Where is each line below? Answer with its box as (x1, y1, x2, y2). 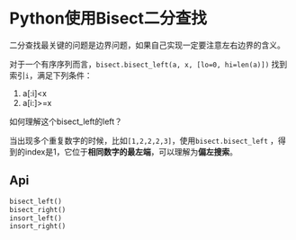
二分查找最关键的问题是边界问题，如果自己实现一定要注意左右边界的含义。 (9, 40, 285, 50)
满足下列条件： (37, 69, 93, 81)
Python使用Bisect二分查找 (9, 8, 208, 29)
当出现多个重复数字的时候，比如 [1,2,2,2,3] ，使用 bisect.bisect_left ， (9, 135, 279, 146)
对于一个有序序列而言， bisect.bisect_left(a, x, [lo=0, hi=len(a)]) (9, 58, 270, 69)
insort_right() (9, 222, 67, 231)
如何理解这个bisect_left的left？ (9, 116, 123, 127)
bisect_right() (9, 205, 67, 214)
